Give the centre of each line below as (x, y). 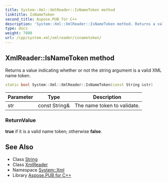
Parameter (20, 97)
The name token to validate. (107, 105)
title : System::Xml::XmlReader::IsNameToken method (60, 10)
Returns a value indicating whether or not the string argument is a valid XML (83, 70)
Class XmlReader (30, 164)
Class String (25, 159)
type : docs (16, 29)
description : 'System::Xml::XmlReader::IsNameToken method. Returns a (80, 24)
